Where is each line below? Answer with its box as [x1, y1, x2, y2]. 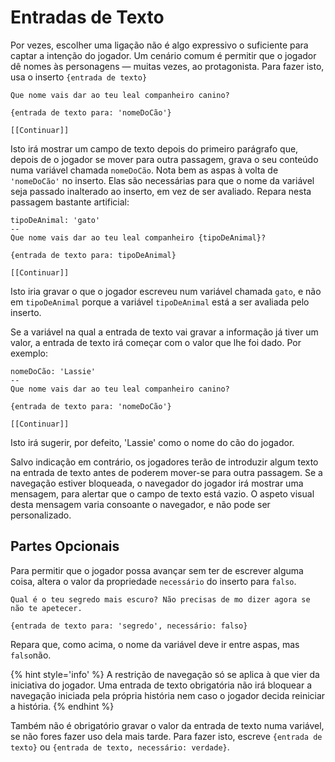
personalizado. [10, 509, 72, 521]
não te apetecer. [10, 603, 83, 613]
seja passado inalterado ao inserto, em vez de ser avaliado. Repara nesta [10, 185, 312, 197]
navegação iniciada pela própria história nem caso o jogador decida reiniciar [10, 689, 326, 701]
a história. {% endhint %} [10, 700, 115, 712]
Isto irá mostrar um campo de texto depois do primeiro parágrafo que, [10, 142, 299, 155]
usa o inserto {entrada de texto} [10, 71, 148, 83]
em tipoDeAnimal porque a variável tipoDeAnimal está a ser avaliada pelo [10, 296, 310, 308]
